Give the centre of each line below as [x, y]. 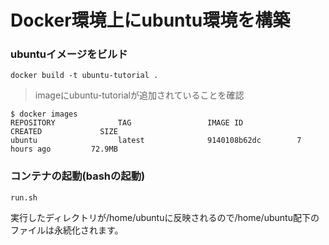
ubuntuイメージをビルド [69, 54]
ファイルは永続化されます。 [67, 230]
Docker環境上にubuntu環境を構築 [150, 20]
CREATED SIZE [64, 132]
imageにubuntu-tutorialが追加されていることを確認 [139, 95]
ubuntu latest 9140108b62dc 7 [156, 141]
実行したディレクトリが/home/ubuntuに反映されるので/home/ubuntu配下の [165, 217]
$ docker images [44, 114]
